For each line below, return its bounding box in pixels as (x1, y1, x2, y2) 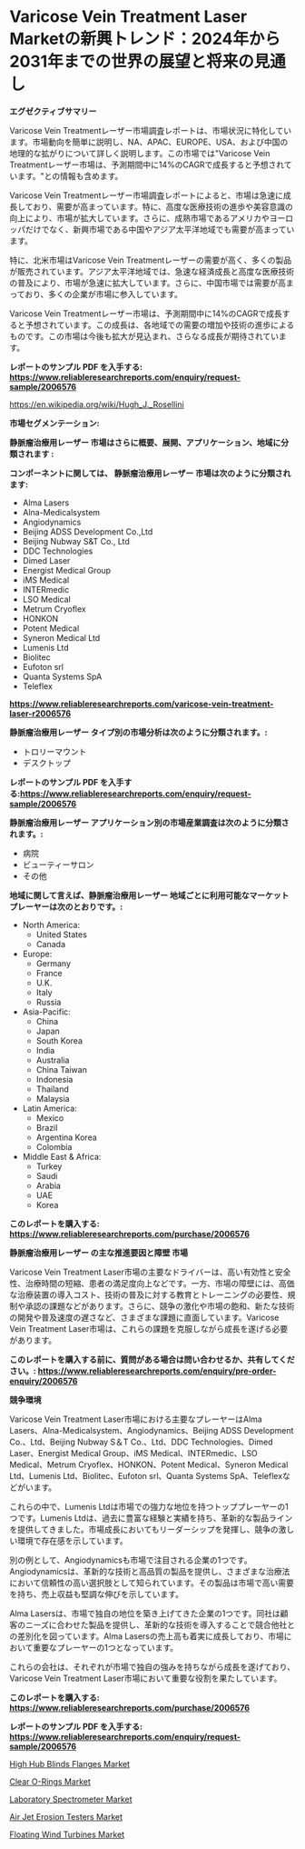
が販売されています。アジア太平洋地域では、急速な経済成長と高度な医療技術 (9, 265, 295, 276)
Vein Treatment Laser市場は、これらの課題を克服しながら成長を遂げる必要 (9, 1323, 289, 1334)
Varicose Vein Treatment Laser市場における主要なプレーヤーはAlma (9, 1414, 263, 1424)
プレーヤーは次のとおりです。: (9, 901, 123, 912)
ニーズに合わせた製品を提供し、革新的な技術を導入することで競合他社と (25, 1619, 295, 1630)
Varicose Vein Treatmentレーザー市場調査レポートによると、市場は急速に (9, 189, 284, 201)
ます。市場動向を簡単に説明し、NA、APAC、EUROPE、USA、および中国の (9, 136, 289, 147)
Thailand (35, 1084, 70, 1094)
